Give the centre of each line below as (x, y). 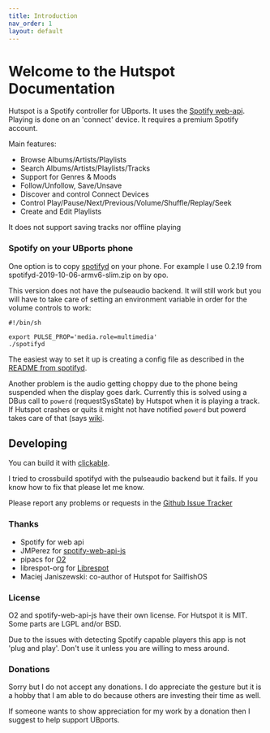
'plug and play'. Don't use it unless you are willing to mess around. (119, 648)
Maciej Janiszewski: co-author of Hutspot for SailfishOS (114, 576)
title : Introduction (43, 16)
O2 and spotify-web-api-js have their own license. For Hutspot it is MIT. (128, 615)
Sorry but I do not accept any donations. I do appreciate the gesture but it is (135, 687)
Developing (38, 443)
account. (23, 128)
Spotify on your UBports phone (71, 249)
